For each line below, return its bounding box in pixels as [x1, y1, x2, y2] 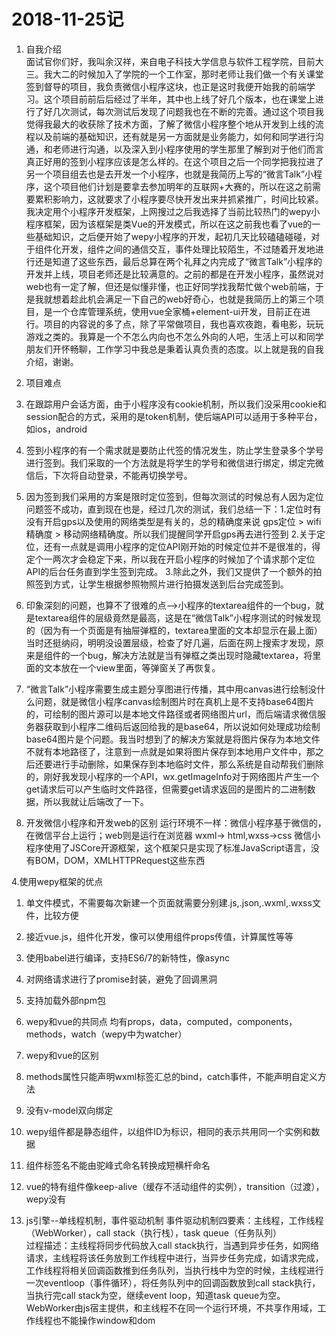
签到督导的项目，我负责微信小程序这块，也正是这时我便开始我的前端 [25, 80, 307, 92]
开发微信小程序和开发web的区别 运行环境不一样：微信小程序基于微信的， [25, 816, 327, 829]
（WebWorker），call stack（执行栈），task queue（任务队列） [25, 1226, 282, 1239]
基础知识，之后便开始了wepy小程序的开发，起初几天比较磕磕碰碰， [34, 230, 312, 242]
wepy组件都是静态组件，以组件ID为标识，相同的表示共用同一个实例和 [25, 1125, 312, 1137]
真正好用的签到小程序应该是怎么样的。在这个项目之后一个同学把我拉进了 [25, 155, 324, 167]
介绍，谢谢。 [25, 355, 79, 367]
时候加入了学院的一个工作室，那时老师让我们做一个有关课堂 [78, 68, 324, 80]
